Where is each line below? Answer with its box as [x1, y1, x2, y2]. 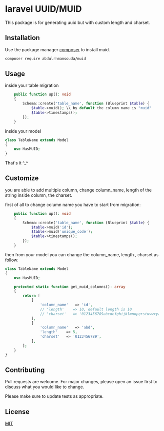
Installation [5, 34, 40, 42]
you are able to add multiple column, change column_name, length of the [5, 187, 152, 193]
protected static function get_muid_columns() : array [14, 284, 125, 289]
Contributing [5, 366, 45, 374]
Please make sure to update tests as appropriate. [5, 393, 104, 399]
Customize [5, 174, 39, 183]
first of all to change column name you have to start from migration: [5, 202, 141, 207]
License [5, 408, 30, 416]
